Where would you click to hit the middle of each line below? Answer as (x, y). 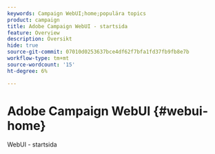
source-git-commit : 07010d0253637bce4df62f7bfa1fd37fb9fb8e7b (98, 52)
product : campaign (33, 20)
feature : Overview (33, 33)
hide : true (23, 45)
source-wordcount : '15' (41, 65)
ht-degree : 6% (28, 71)
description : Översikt (40, 39)
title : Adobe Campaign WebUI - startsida (68, 26)
